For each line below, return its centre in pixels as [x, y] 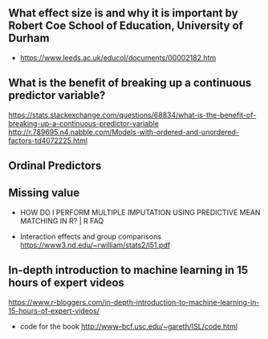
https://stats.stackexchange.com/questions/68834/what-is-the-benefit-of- [132, 115]
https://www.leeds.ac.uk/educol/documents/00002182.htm [118, 57]
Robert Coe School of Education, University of [126, 26]
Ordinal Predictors [55, 166]
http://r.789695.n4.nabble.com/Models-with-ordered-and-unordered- [124, 132]
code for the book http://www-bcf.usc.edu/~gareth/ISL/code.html [129, 326]
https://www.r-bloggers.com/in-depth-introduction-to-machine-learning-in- [134, 302]
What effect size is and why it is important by [123, 13]
